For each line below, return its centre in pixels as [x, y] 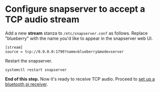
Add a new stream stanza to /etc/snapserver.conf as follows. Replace [77, 33]
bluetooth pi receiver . [27, 84]
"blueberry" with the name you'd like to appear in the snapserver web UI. [79, 38]
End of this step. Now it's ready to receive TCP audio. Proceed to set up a [80, 79]
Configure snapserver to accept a [75, 9]
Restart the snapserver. [29, 61]
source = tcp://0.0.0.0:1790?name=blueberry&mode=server [65, 52]
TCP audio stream [42, 19]
